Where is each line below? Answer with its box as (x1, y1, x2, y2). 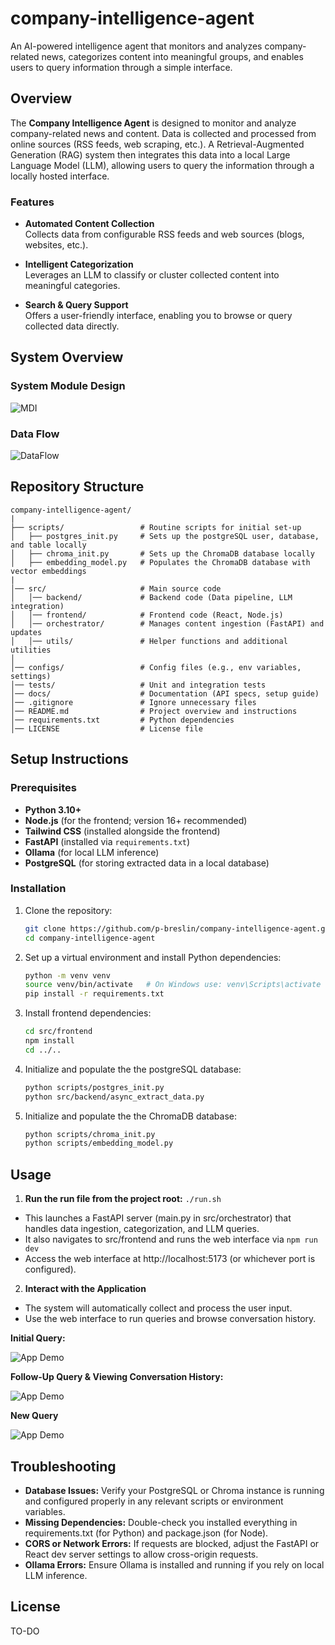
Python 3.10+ (24, 803, 82, 816)
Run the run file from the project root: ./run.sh (24, 1193, 222, 1205)
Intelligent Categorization (24, 258, 134, 271)
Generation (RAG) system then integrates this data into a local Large (10, 148, 291, 161)
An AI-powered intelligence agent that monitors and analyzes (10, 40, 263, 52)
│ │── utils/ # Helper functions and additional (10, 636, 288, 646)
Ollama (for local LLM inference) (24, 846, 160, 858)
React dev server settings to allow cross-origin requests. (24, 1548, 259, 1560)
